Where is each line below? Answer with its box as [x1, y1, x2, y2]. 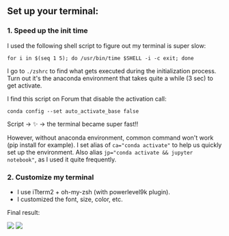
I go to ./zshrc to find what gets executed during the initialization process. [7, 66, 217, 75]
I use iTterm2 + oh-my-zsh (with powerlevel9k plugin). [16, 187, 171, 196]
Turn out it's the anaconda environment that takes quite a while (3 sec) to [7, 74, 213, 82]
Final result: [7, 208, 40, 216]
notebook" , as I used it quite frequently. [7, 155, 117, 163]
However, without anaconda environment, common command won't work [7, 133, 214, 142]
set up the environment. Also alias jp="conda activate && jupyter [7, 148, 193, 156]
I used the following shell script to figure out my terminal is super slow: [7, 41, 206, 50]
